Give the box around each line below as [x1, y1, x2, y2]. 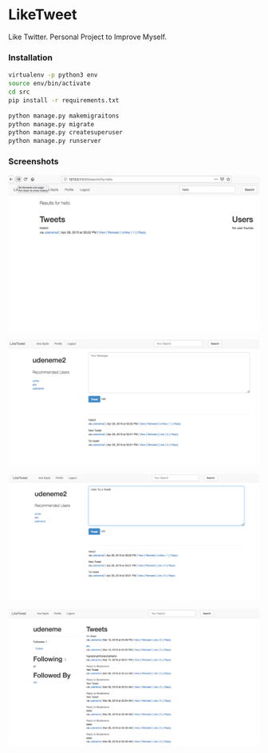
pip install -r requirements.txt [8, 96, 120, 105]
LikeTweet [8, 6, 77, 24]
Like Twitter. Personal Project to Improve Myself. [8, 32, 167, 42]
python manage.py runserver [8, 137, 102, 145]
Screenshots [8, 156, 59, 167]
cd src [8, 88, 30, 96]
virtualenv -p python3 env [8, 71, 98, 79]
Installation [8, 52, 53, 63]
